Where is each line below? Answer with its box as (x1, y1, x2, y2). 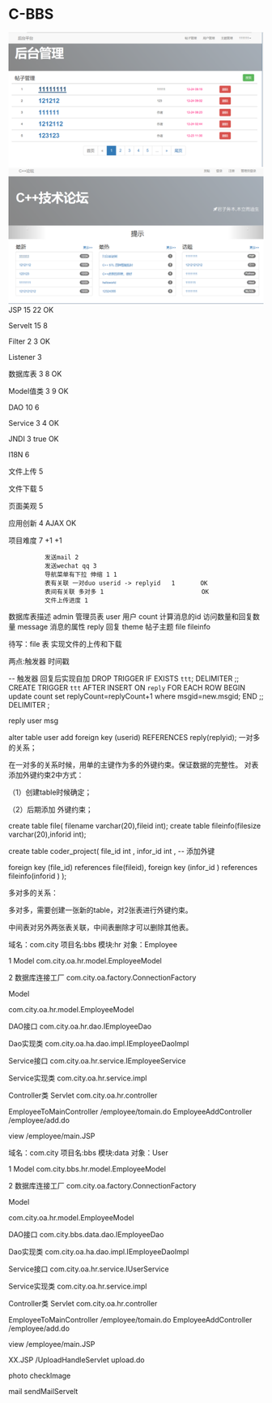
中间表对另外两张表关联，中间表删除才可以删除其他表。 (8, 922, 193, 932)
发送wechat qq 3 (44, 561, 97, 569)
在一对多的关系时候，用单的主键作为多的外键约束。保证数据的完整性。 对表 (8, 760, 259, 769)
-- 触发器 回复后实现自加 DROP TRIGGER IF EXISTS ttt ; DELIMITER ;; (8, 673, 240, 683)
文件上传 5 (8, 466, 44, 476)
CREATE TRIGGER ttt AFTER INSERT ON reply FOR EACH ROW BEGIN (8, 682, 245, 692)
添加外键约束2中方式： (8, 769, 84, 780)
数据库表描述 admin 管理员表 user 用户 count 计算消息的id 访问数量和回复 (8, 611, 253, 621)
